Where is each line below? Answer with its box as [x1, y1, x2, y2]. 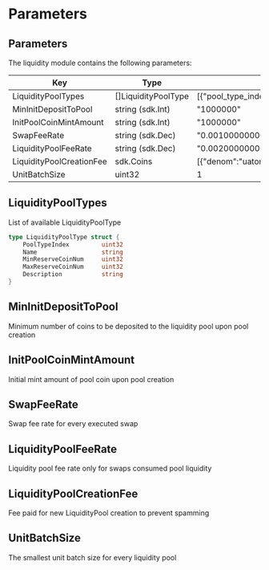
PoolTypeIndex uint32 [22, 240, 124, 249]
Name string [22, 248, 124, 256]
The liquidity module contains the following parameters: [8, 58, 192, 67]
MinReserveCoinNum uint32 [22, 255, 124, 263]
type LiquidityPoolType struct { [8, 233, 120, 241]
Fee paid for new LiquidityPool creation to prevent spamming [8, 508, 210, 518]
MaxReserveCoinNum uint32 [22, 263, 124, 271]
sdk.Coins [114, 156, 153, 167]
